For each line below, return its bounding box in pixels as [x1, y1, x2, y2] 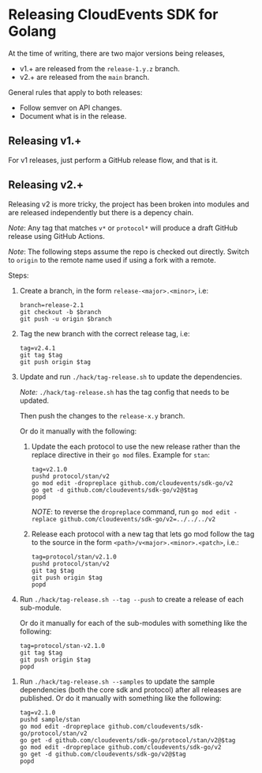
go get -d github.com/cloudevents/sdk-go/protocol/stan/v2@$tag [19, 736, 236, 745]
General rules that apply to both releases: [8, 87, 143, 97]
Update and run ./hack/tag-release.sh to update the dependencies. [19, 372, 242, 381]
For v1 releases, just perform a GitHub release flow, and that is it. [8, 155, 219, 165]
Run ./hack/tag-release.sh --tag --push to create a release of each [19, 594, 245, 604]
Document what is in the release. [19, 111, 127, 120]
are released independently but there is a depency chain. [8, 207, 194, 217]
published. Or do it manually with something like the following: [19, 693, 223, 703]
